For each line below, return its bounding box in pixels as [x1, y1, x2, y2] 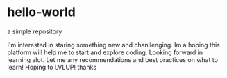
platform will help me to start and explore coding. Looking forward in [7, 48, 203, 56]
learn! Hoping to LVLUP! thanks [7, 63, 97, 71]
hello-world [7, 4, 76, 20]
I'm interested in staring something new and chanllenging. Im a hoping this [7, 40, 220, 49]
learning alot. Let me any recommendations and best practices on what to [7, 55, 219, 63]
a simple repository [7, 27, 62, 36]
